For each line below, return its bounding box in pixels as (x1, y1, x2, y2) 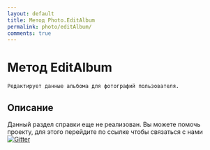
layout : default (7, 10, 54, 17)
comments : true (7, 29, 52, 37)
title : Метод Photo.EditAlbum (7, 17, 96, 24)
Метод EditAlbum (7, 60, 113, 75)
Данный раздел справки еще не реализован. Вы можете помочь (7, 120, 201, 128)
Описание (7, 102, 54, 114)
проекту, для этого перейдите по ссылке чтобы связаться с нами (7, 128, 204, 136)
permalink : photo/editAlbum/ (7, 23, 92, 30)
